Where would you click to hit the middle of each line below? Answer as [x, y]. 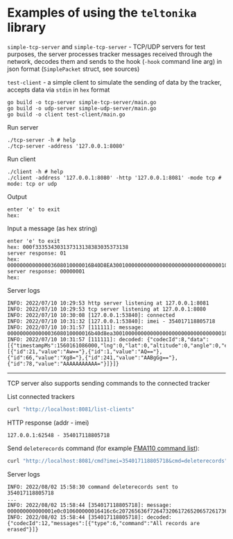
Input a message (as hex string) [52, 228]
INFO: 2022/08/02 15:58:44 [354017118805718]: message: [89, 505]
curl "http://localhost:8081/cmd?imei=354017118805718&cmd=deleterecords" [118, 461]
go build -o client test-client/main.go [67, 114]
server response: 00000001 [46, 271]
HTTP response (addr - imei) [48, 422]
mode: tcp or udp [32, 184]
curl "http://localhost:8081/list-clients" [71, 409]
